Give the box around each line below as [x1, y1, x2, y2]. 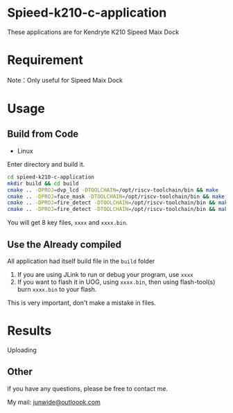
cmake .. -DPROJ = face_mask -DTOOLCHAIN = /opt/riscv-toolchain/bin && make [7, 193, 225, 200]
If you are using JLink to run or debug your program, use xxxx [17, 270, 194, 278]
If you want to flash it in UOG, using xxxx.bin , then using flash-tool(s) [17, 278, 216, 286]
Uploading [7, 346, 37, 354]
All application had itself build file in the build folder [7, 257, 155, 265]
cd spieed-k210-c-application [7, 174, 95, 180]
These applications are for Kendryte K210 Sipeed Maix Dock [7, 28, 179, 36]
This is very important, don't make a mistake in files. [7, 298, 156, 307]
